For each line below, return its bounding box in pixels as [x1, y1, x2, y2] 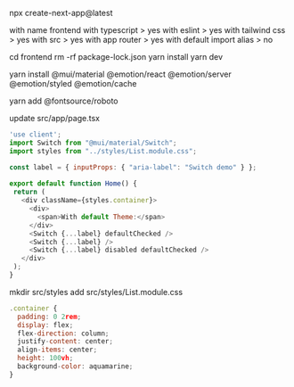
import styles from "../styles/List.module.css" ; [9, 146, 198, 155]
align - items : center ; [17, 345, 98, 355]
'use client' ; [9, 130, 62, 139]
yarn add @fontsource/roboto [9, 95, 118, 106]
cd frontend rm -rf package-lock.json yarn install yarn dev [9, 52, 224, 62]
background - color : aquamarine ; [17, 362, 134, 371]
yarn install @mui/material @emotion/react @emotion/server [9, 69, 232, 79]
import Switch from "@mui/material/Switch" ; [9, 138, 177, 147]
